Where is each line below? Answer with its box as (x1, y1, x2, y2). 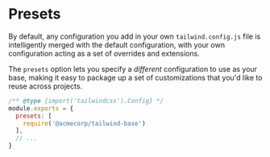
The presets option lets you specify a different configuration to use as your (8, 64, 258, 73)
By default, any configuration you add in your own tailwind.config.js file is (8, 31, 261, 41)
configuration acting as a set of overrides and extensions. (8, 48, 200, 58)
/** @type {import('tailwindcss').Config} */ (8, 97, 164, 105)
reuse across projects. (8, 81, 83, 91)
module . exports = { (8, 104, 74, 113)
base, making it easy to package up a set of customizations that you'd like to (8, 72, 263, 82)
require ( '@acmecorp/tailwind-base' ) (23, 119, 147, 127)
